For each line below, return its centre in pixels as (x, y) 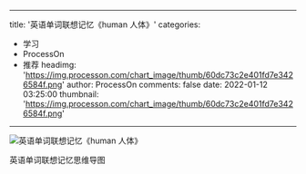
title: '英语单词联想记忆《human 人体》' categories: (105, 24)
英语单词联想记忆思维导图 (57, 160)
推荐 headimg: (50, 65)
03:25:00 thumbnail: (61, 94)
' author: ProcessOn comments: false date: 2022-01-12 (165, 84)
